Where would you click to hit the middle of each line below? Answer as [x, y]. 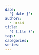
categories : [17, 41]
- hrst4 [17, 23]
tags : [10, 36]
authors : [14, 18]
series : [13, 45]
